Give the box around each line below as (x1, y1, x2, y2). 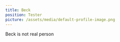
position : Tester (5, 12, 42, 17)
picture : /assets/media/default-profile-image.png (5, 17, 115, 22)
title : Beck (5, 7, 31, 13)
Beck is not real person (5, 31, 54, 37)
